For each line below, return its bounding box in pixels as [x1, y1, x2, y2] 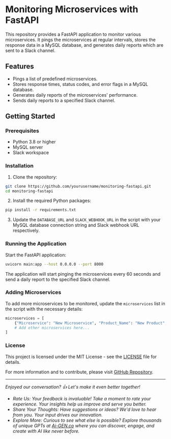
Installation [5, 162, 34, 169]
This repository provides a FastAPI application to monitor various [5, 31, 141, 37]
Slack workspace [12, 150, 49, 156]
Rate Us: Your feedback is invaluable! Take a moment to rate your [12, 395, 151, 401]
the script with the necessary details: [5, 306, 83, 312]
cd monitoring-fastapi [5, 188, 53, 194]
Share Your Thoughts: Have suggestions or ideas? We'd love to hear [12, 406, 157, 413]
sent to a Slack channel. [5, 47, 56, 53]
